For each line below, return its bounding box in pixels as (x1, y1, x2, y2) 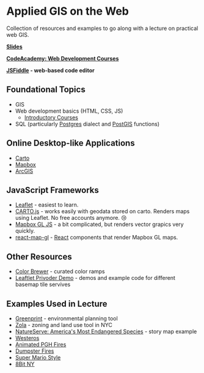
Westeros (15, 334, 40, 341)
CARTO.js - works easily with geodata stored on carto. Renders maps (15, 208, 190, 215)
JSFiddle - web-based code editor (6, 66, 95, 74)
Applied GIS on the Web (6, 4, 129, 18)
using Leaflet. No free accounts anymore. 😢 (15, 214, 127, 222)
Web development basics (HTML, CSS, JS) (15, 107, 123, 115)
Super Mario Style (15, 354, 61, 361)
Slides (6, 43, 23, 50)
